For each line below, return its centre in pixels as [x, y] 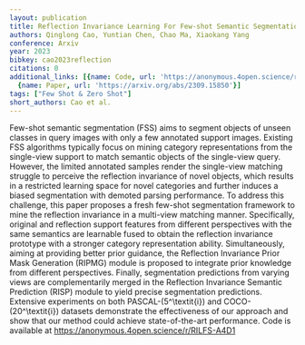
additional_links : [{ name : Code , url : [83, 77]
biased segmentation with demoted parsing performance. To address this [147, 195]
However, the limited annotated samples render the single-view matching [146, 167]
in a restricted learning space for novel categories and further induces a [144, 186]
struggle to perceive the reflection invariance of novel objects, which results [152, 176]
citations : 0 [34, 69]
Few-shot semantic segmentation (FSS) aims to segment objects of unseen [150, 128]
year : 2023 [30, 52]
